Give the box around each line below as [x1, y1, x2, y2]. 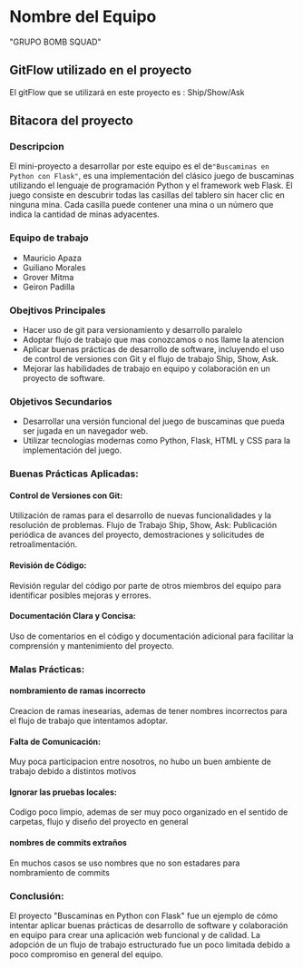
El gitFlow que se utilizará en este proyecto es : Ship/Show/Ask [9, 86, 245, 97]
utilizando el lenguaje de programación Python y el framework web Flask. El [9, 180, 293, 191]
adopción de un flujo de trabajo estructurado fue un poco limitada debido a [9, 939, 290, 950]
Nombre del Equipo [9, 6, 157, 27]
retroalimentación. [9, 539, 78, 550]
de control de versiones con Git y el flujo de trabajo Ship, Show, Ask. [22, 354, 279, 365]
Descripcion [9, 141, 65, 153]
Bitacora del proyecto [9, 113, 133, 129]
